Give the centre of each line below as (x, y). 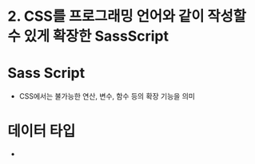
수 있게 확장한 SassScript (88, 36)
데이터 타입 (42, 131)
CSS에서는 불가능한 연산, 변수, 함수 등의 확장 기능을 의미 (107, 96)
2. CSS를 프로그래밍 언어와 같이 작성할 (127, 16)
